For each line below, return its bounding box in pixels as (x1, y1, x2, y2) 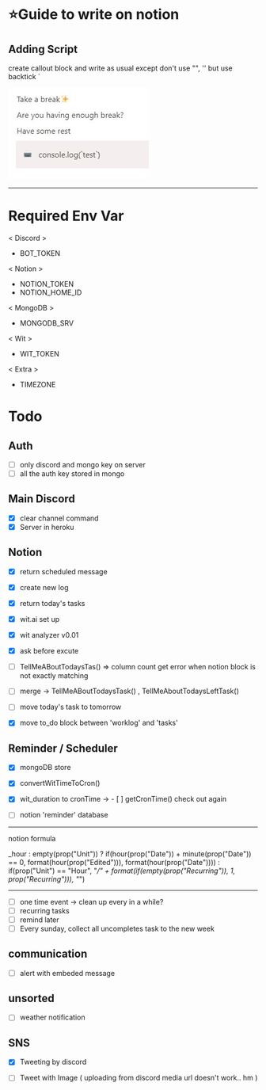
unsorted (8, 992, 55, 1005)
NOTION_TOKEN (19, 279, 74, 288)
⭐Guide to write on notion (8, 6, 180, 24)
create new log (19, 582, 69, 592)
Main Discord (8, 492, 75, 506)
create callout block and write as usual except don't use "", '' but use (8, 63, 233, 73)
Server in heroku (19, 522, 74, 532)
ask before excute (19, 646, 79, 656)
